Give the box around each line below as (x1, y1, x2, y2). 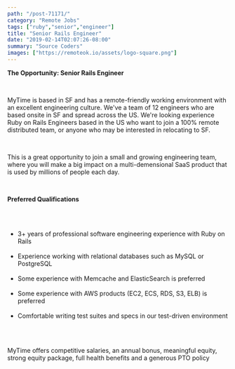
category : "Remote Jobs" (7, 17, 80, 24)
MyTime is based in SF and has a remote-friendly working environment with (7, 95, 227, 104)
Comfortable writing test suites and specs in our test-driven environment (17, 311, 228, 320)
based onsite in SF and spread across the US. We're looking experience (7, 110, 215, 119)
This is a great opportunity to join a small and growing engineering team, (7, 152, 217, 161)
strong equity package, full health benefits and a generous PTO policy (7, 354, 210, 362)
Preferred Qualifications (7, 194, 79, 203)
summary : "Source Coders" (7, 43, 83, 50)
